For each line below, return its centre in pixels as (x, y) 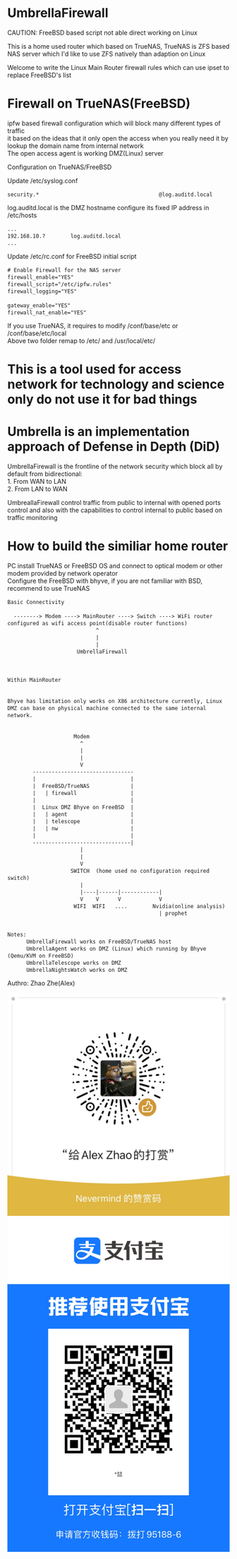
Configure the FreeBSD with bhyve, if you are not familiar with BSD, (105, 581)
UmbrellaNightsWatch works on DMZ (77, 970)
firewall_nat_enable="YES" (47, 313)
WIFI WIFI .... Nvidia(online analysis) (150, 906)
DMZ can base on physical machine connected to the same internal (107, 708)
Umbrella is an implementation (99, 432)
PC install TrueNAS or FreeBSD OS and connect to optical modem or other (115, 566)
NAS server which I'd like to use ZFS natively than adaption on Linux (107, 54)
